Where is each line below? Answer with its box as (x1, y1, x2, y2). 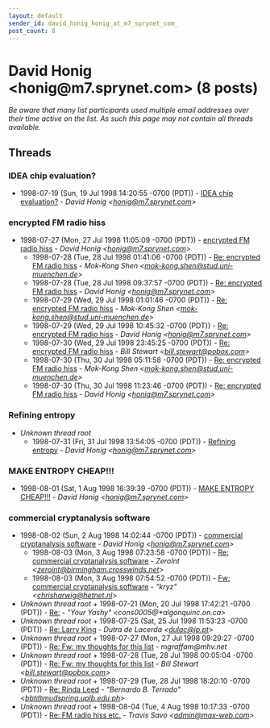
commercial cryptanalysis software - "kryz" (31, 582, 177, 592)
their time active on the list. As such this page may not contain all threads (8, 114, 254, 123)
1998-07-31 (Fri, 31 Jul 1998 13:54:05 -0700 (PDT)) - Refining (31, 436, 236, 446)
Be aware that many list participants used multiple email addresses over (8, 106, 250, 115)
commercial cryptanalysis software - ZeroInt (31, 556, 180, 566)
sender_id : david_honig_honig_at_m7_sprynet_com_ (8, 19, 179, 27)
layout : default (8, 11, 63, 20)
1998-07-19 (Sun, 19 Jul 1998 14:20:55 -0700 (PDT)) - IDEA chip (19, 189, 234, 198)
